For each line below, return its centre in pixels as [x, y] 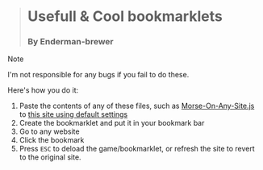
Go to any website [49, 131]
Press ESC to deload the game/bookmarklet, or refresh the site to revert [137, 149]
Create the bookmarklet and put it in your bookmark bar [112, 123]
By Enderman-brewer [70, 42]
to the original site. [50, 157]
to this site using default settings [73, 114]
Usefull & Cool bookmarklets [125, 17]
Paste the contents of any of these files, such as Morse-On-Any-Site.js [137, 106]
